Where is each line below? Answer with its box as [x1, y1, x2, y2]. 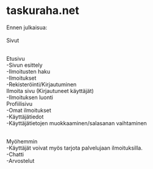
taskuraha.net [6, 4, 79, 18]
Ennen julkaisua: [6, 24, 48, 31]
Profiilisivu [6, 100, 33, 107]
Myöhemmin [6, 137, 38, 145]
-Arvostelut [6, 157, 35, 164]
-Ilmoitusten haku [6, 67, 51, 75]
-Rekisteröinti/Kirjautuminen [6, 80, 77, 88]
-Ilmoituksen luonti [6, 94, 54, 101]
